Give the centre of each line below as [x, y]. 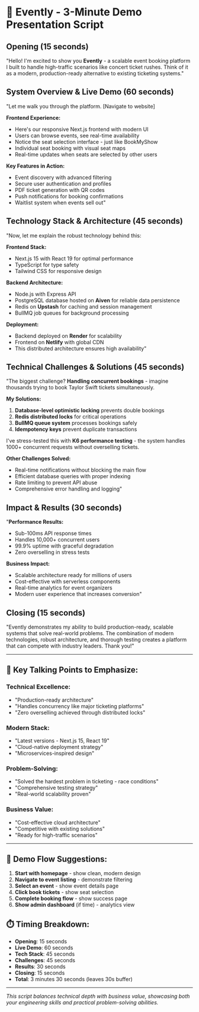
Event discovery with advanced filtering [63, 177]
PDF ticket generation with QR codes [60, 190]
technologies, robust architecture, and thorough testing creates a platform [97, 640]
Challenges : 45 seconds [45, 960]
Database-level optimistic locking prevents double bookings [89, 411]
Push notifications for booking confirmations [69, 196]
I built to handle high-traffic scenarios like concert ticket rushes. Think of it [97, 67]
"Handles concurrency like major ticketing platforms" [79, 706]
